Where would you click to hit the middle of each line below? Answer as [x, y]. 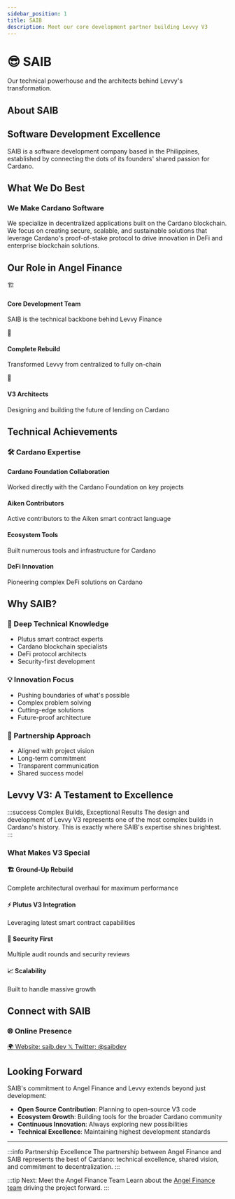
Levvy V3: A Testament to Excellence [90, 795]
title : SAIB [24, 20]
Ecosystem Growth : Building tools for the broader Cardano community [120, 1117]
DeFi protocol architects [52, 654]
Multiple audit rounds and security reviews [69, 954]
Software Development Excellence [84, 134]
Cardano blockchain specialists [62, 646]
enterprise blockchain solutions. [54, 245]
